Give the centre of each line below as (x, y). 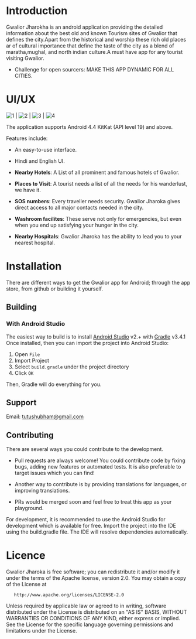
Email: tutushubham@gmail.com (45, 416)
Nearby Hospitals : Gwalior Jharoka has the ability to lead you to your (98, 236)
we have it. (27, 190)
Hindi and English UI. (40, 161)
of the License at (26, 585)
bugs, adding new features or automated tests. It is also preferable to (98, 467)
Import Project (32, 360)
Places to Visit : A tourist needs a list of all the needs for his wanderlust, (101, 183)
